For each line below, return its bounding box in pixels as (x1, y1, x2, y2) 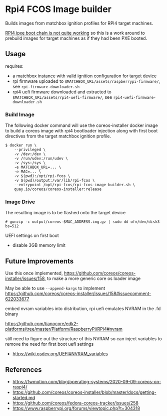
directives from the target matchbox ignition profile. (5, 133, 111, 139)
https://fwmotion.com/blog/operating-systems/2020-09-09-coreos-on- (12, 378, 161, 384)
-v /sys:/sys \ (14, 161, 46, 166)
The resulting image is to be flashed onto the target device (5, 210, 126, 216)
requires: (5, 63, 24, 69)
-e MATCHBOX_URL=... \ (14, 165, 61, 170)
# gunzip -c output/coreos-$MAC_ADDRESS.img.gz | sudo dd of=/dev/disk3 (5, 219, 160, 224)
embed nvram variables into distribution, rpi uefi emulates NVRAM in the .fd (5, 306, 161, 312)
